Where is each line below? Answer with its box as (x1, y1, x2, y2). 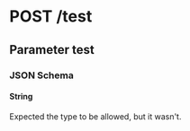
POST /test (9, 6, 93, 27)
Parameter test (9, 42, 95, 57)
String (9, 92, 33, 102)
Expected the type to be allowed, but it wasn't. (9, 110, 182, 122)
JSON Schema (9, 69, 74, 82)
